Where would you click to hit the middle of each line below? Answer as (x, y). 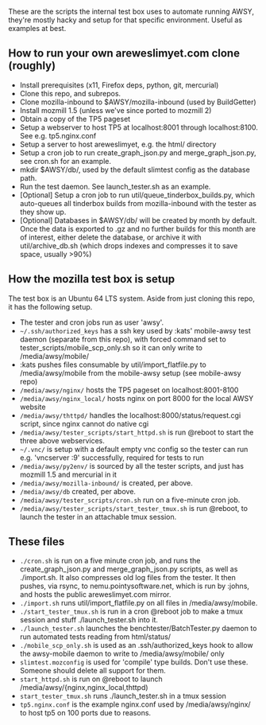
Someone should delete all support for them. (93, 671)
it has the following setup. (50, 306)
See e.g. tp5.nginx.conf (58, 135)
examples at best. (37, 28)
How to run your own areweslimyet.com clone (124, 54)
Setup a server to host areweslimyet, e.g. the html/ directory (118, 144)
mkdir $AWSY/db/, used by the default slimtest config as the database (135, 170)
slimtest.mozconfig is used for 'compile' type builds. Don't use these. (134, 662)
